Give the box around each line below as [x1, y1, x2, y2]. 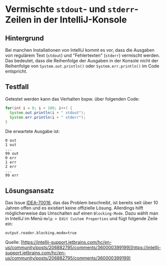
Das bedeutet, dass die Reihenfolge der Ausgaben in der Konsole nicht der [5, 58, 159, 63]
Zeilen [5, 14, 32, 25]
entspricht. [5, 68, 27, 74]
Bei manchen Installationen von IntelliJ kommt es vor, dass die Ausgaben [5, 47, 155, 53]
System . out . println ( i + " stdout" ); [9, 110, 86, 115]
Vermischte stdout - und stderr [5, 3, 135, 15]
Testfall [5, 83, 29, 91]
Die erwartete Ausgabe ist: [5, 129, 60, 134]
